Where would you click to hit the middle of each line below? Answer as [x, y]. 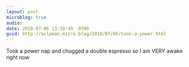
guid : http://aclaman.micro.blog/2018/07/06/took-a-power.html [86, 34]
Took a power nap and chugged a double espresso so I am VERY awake [94, 51]
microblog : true [26, 17]
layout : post [22, 12]
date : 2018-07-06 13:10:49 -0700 [48, 28]
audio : [14, 23]
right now [18, 57]
